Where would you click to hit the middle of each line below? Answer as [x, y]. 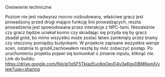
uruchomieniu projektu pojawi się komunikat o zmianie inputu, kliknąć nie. [80, 53]
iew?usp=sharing [23, 69]
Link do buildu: [20, 58]
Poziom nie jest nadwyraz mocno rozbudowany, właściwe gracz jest [74, 17]
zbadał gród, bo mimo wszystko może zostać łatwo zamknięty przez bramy [82, 38]
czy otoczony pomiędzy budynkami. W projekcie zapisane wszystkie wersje [82, 43]
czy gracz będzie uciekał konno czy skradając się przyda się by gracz [76, 32]
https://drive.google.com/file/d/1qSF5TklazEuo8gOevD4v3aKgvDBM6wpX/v [82, 64]
